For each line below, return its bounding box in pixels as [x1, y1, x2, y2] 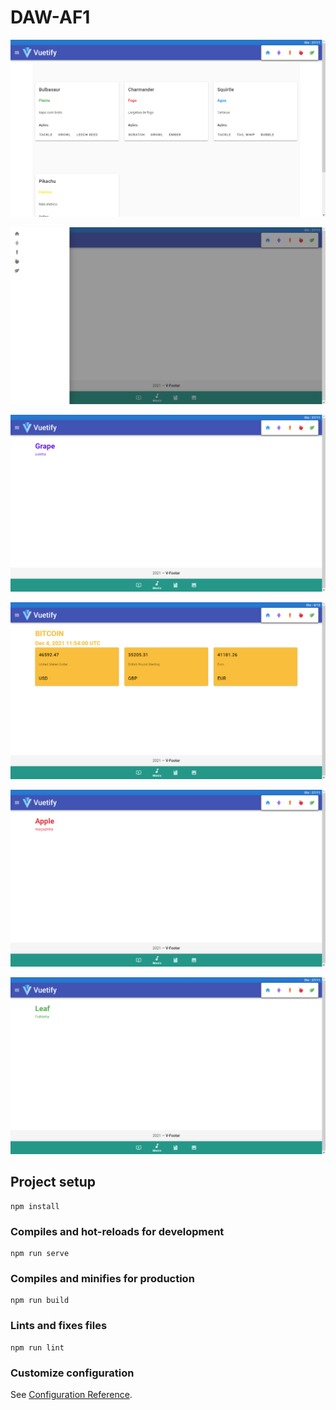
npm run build [10, 1296, 70, 1306]
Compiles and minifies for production [10, 1271, 195, 1285]
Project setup [10, 1174, 97, 1191]
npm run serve [10, 1249, 70, 1259]
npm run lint [10, 1342, 65, 1353]
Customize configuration [10, 1366, 135, 1380]
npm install [10, 1201, 60, 1211]
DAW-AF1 [10, 6, 91, 29]
